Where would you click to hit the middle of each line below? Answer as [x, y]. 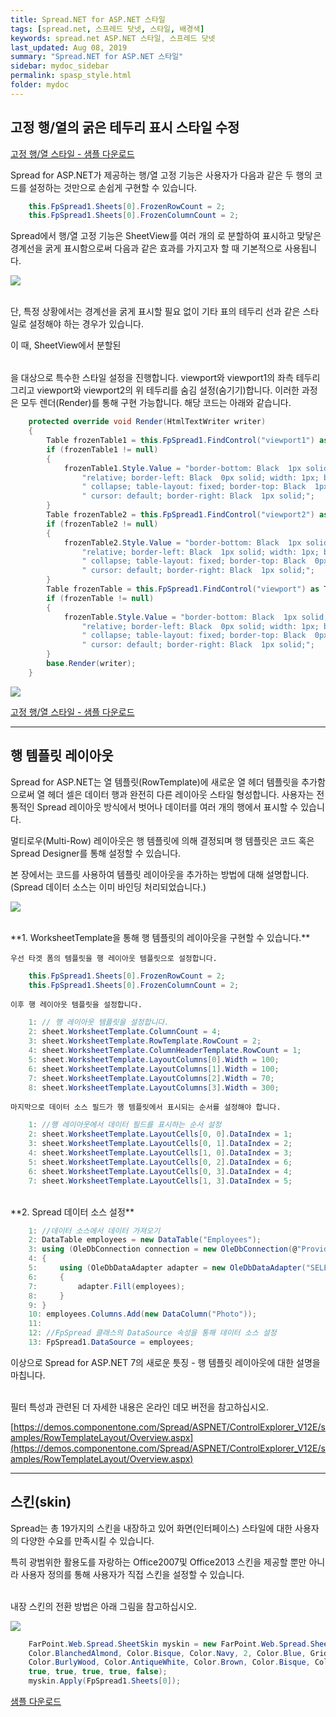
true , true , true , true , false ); [98, 1672]
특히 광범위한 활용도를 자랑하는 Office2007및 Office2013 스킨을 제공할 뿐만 [158, 1562]
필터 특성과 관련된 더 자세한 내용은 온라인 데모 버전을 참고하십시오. [139, 1407]
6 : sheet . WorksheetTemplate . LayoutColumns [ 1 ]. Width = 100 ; [154, 1069]
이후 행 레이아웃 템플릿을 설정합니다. [76, 1005]
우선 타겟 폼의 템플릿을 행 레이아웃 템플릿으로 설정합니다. [114, 958]
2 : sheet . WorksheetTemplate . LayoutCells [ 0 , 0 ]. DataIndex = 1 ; [160, 1134]
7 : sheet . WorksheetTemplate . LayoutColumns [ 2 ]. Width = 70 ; [151, 1078]
